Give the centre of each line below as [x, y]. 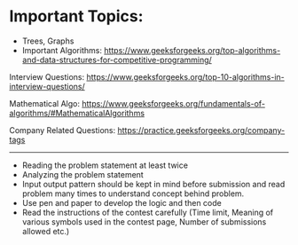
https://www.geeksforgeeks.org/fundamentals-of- [173, 103]
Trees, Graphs [48, 41]
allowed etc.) [46, 231]
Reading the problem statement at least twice [105, 165]
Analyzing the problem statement [82, 174]
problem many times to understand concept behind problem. [133, 194]
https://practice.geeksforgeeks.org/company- [201, 130]
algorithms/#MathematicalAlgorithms [77, 113]
